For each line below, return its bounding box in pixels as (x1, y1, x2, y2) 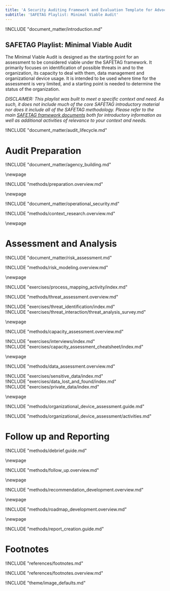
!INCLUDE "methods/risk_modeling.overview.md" (5, 265, 108, 271)
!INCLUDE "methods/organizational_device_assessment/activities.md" (5, 413, 152, 419)
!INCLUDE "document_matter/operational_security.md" (5, 201, 120, 207)
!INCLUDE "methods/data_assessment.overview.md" (5, 363, 115, 369)
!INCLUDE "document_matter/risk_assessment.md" (5, 255, 112, 261)
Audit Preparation (5, 145, 81, 157)
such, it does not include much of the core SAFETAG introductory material (5, 102, 160, 108)
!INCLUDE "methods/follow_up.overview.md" (5, 467, 99, 473)
